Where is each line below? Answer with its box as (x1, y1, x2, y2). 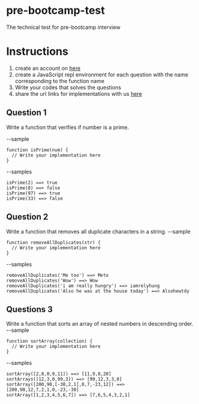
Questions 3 (6, 304, 53, 314)
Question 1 (6, 108, 47, 118)
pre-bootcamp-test (6, 4, 105, 17)
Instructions (6, 45, 69, 58)
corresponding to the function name (14, 77, 105, 84)
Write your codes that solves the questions (14, 84, 121, 91)
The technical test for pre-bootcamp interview (6, 23, 121, 31)
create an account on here (14, 64, 81, 72)
